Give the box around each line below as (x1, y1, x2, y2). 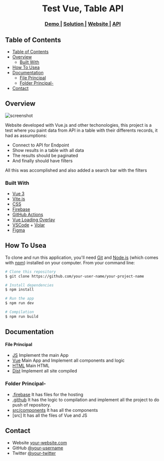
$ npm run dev (5, 301, 34, 306)
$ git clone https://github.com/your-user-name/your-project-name (5, 274, 144, 279)
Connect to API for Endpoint (12, 142, 69, 148)
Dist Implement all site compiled (12, 368, 77, 374)
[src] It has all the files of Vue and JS (12, 412, 88, 418)
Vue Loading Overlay (12, 217, 55, 223)
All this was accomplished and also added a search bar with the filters (5, 167, 147, 173)
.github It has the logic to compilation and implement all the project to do (12, 397, 160, 403)
